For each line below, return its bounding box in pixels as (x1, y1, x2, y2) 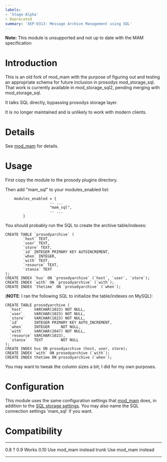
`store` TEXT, (23, 245, 52, 250)
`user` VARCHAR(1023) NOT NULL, (9, 312, 85, 317)
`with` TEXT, (23, 258, 50, 263)
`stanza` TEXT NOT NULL (9, 338, 79, 343)
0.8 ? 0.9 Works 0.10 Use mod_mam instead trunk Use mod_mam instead (5, 447, 155, 453)
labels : (5, 7, 21, 12)
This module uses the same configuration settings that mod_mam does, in (5, 398, 157, 403)
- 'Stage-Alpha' (5, 12, 39, 17)
